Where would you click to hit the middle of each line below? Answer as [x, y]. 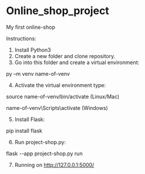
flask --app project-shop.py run [45, 153]
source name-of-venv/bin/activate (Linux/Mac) [63, 96]
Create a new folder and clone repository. [65, 56]
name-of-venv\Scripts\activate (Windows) [57, 108]
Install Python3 [33, 50]
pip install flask [24, 130]
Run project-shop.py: [40, 142]
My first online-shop [31, 27]
